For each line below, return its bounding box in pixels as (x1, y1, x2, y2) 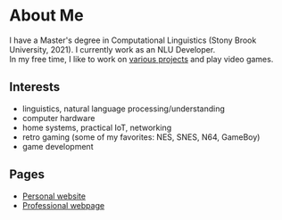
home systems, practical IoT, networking (21, 122, 172, 133)
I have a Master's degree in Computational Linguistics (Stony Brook (9, 35, 257, 45)
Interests (9, 79, 61, 94)
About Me (9, 5, 84, 26)
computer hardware (21, 112, 95, 123)
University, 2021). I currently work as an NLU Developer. (9, 44, 216, 54)
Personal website (21, 191, 87, 201)
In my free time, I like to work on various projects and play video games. (9, 53, 274, 64)
